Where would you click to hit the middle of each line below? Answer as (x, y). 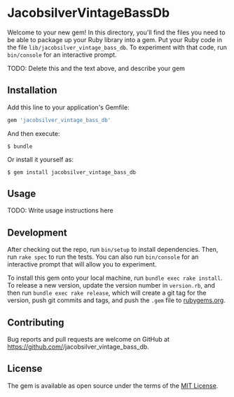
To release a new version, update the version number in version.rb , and (111, 285)
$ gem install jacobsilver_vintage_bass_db (72, 172)
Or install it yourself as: (40, 159)
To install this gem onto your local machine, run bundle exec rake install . (115, 278)
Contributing (36, 322)
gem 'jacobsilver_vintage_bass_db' (59, 120)
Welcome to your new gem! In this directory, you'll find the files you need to (116, 32)
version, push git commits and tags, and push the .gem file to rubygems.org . (117, 300)
